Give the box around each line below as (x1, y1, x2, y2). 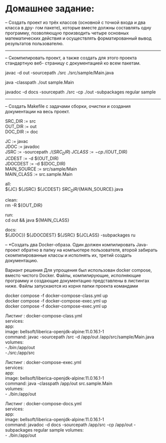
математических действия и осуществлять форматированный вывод (5, 35, 152, 41)
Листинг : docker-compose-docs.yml (5, 400, 82, 406)
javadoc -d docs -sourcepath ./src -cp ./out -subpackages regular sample (5, 89, 156, 95)
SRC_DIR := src (5, 118, 36, 124)
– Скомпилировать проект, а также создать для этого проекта (5, 55, 137, 61)
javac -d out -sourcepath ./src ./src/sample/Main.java (5, 70, 114, 75)
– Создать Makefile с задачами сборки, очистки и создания (5, 103, 131, 109)
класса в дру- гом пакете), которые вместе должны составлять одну (5, 24, 152, 30)
